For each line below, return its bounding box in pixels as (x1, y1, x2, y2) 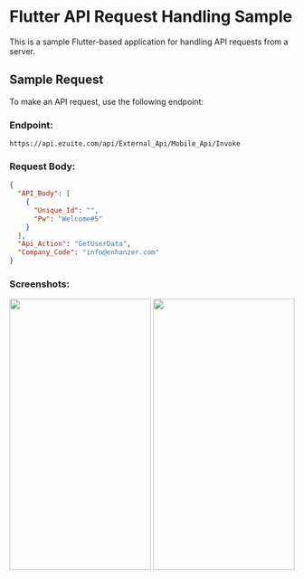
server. (9, 45, 36, 56)
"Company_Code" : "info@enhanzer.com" (17, 248, 160, 257)
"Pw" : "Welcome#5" (33, 214, 103, 223)
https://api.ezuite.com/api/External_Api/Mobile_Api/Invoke (9, 139, 242, 148)
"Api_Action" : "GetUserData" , (17, 240, 131, 249)
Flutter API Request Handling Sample (9, 6, 292, 27)
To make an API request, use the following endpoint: (9, 96, 204, 107)
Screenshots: (9, 278, 71, 290)
